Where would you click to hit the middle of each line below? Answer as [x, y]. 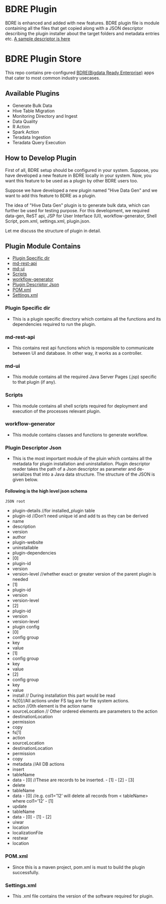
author [19, 537]
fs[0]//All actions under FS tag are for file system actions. [71, 701]
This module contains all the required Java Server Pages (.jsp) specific [84, 377]
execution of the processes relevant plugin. [56, 411]
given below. [25, 480]
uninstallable [25, 548]
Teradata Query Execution [39, 142]
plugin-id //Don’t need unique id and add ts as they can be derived [80, 516]
